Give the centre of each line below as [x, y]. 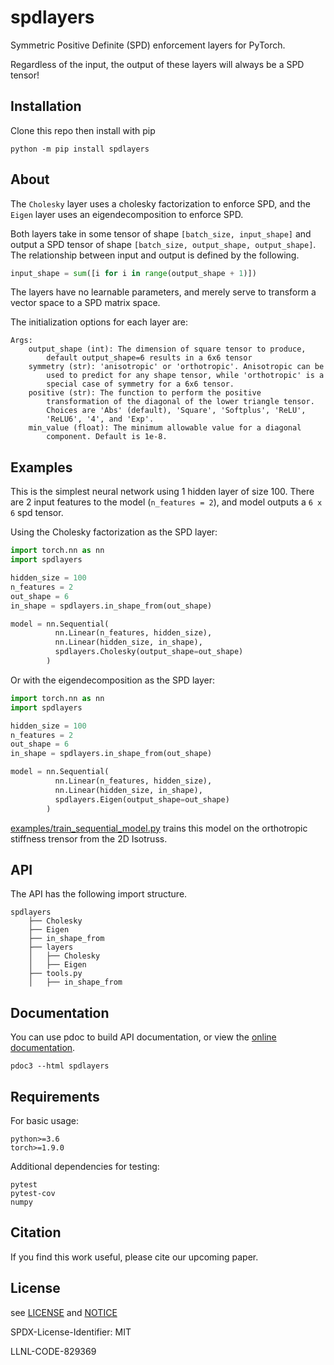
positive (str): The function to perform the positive [145, 393]
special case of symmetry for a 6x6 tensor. [140, 384]
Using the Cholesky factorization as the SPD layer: [114, 532]
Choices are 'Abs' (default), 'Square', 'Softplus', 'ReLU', [176, 411]
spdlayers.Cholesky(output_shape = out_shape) [149, 652]
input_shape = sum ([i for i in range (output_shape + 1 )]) [133, 273]
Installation [46, 106]
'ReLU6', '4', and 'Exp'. [100, 419]
